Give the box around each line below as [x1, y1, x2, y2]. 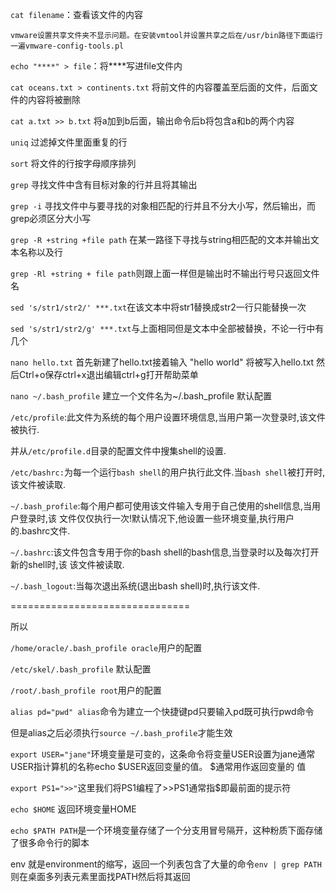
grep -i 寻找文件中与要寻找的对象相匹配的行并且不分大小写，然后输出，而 [10, 200, 317, 212]
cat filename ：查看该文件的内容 [10, 9, 143, 20]
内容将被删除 [27, 94, 81, 105]
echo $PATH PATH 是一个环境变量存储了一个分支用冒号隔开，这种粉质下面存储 [10, 824, 323, 836]
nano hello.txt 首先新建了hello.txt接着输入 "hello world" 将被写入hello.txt [10, 356, 315, 368]
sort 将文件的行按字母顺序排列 [10, 158, 137, 169]
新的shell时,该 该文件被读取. [10, 559, 125, 570]
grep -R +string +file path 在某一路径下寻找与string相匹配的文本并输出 [10, 234, 311, 245]
